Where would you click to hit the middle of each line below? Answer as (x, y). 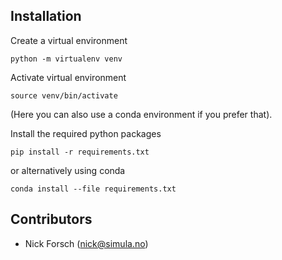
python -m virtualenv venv (66, 59)
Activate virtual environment (68, 77)
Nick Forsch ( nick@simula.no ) (86, 243)
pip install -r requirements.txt (80, 152)
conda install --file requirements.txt (93, 189)
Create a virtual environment (69, 40)
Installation (46, 16)
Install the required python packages (86, 133)
